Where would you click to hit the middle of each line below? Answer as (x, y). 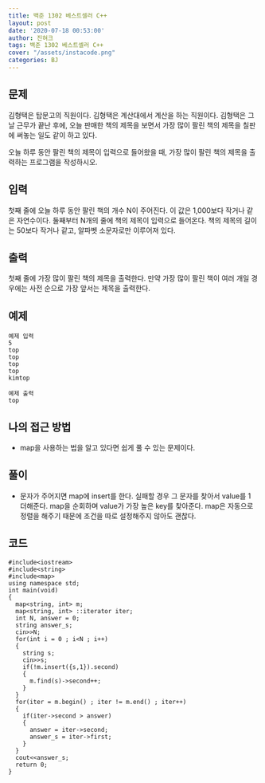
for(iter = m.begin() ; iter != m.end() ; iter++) (101, 702)
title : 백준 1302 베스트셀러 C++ (58, 16)
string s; (39, 653)
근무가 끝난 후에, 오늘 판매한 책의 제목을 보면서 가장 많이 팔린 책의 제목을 (129, 125)
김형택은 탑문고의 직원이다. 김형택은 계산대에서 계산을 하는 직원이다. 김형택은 (127, 115)
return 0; (31, 765)
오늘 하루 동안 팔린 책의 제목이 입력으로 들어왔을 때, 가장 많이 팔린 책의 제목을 (128, 151)
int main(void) (33, 590)
